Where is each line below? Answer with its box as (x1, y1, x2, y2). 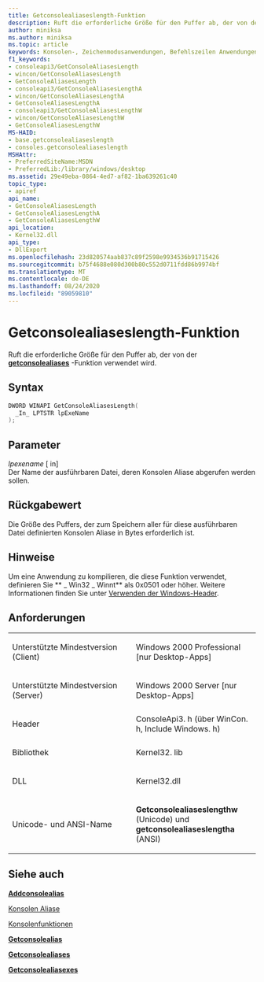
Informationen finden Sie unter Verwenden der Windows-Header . (8, 588, 219, 598)
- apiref (8, 187, 37, 195)
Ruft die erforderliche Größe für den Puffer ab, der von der (8, 350, 198, 359)
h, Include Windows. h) (136, 723, 221, 734)
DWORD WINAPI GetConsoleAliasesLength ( (8, 402, 139, 409)
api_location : (8, 224, 55, 232)
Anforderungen (8, 611, 86, 624)
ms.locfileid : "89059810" (8, 290, 93, 298)
